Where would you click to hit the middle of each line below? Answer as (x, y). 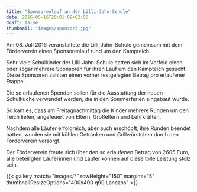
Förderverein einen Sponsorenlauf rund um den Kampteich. (78, 51)
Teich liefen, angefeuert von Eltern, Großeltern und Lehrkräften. (84, 117)
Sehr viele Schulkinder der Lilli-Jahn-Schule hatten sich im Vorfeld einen (94, 63)
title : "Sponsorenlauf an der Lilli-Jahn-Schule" (69, 12)
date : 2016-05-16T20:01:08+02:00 (47, 17)
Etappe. (16, 82)
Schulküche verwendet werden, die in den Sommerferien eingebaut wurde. (98, 99)
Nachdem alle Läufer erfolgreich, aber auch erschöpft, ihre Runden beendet (98, 128)
